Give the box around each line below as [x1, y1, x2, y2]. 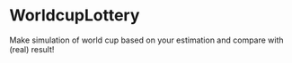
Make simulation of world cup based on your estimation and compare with [9, 35, 285, 45]
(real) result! [9, 43, 55, 54]
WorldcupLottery [9, 5, 140, 26]
